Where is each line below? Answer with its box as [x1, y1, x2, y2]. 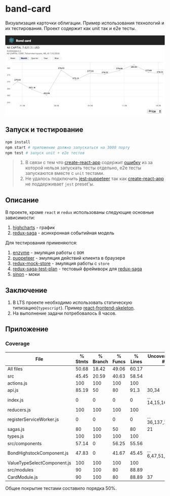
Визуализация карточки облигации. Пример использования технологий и [5, 20, 164, 26]
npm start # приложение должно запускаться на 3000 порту [5, 145, 130, 150]
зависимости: [5, 214, 35, 221]
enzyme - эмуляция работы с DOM [12, 250, 84, 256]
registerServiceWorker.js [7, 416, 59, 422]
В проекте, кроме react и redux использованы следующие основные [5, 209, 154, 215]
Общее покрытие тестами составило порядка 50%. [5, 485, 117, 491]
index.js [7, 397, 24, 403]
